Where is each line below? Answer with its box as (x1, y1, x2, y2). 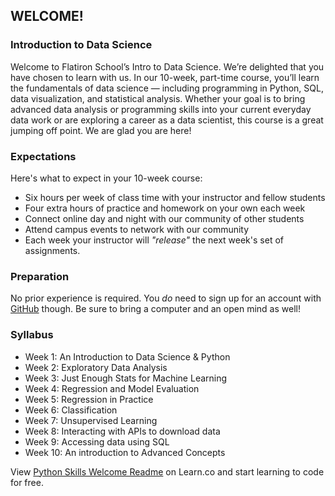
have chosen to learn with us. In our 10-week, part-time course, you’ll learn (10, 71, 320, 83)
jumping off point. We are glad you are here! (10, 124, 192, 136)
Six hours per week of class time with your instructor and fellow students (24, 191, 326, 203)
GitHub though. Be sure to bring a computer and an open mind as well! (10, 303, 301, 315)
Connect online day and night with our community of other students (24, 212, 305, 224)
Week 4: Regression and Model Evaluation (24, 382, 200, 394)
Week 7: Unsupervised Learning (24, 414, 158, 426)
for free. (10, 476, 44, 488)
